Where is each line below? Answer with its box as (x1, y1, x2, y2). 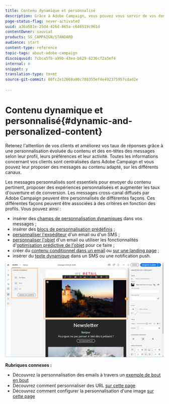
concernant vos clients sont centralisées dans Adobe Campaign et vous (5, 158, 154, 164)
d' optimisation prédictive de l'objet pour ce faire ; (12, 242, 115, 248)
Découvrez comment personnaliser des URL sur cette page (12, 382, 136, 389)
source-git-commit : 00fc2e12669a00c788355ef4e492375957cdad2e (5, 77, 138, 82)
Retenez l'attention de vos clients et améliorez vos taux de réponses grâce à (5, 142, 163, 148)
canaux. (5, 169, 22, 175)
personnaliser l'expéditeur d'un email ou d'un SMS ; (12, 231, 120, 237)
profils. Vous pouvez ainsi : (5, 206, 61, 212)
